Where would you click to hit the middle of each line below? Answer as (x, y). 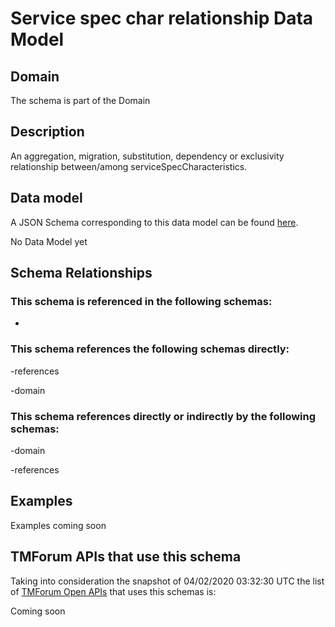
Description (47, 132)
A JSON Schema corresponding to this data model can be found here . (154, 222)
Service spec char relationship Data (162, 18)
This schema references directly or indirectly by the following (163, 416)
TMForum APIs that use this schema (126, 557)
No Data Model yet (49, 241)
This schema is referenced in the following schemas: (141, 301)
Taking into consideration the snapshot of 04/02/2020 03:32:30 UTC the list (167, 581)
